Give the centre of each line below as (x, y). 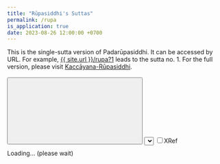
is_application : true (38, 26)
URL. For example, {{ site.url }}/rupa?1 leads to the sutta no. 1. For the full (110, 60)
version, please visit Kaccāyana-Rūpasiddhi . (70, 67)
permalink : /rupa (32, 20)
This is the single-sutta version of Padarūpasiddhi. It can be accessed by (110, 52)
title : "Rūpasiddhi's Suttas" (50, 13)
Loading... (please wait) (40, 153)
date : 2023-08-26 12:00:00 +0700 (55, 33)
